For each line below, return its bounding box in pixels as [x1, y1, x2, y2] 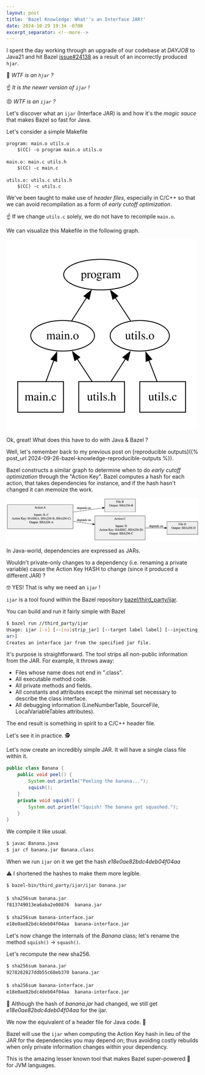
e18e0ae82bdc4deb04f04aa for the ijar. [6, 1006, 108, 1014]
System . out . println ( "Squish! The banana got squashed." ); [28, 804, 179, 810]
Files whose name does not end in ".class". [15, 669, 123, 677]
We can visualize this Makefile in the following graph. [6, 227, 140, 235]
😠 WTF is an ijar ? [6, 98, 56, 105]
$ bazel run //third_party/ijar [6, 620, 88, 626]
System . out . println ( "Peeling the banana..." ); [28, 778, 149, 785]
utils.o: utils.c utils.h [6, 177, 72, 183]
